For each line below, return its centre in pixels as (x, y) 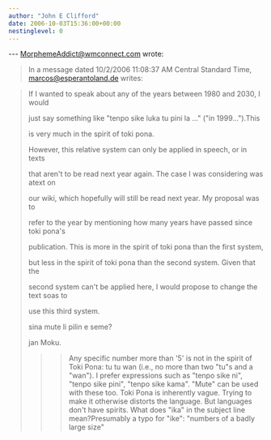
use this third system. (64, 311)
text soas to (48, 296)
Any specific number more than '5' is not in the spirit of (160, 358)
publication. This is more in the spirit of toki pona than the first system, (146, 247)
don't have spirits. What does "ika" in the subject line (157, 410)
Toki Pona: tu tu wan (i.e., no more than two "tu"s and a (161, 367)
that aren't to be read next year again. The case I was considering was (146, 174)
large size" (87, 427)
